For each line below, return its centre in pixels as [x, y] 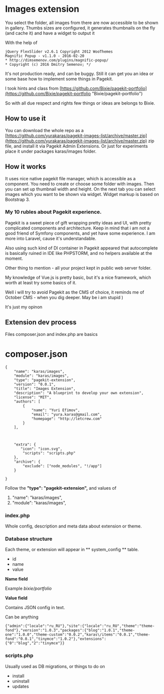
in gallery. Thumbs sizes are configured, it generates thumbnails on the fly [80, 28]
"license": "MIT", [33, 397]
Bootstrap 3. [18, 199]
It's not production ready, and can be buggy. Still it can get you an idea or [79, 73]
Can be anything [22, 617]
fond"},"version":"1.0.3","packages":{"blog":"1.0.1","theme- [70, 630]
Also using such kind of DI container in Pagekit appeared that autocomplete [82, 248]
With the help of [21, 42]
